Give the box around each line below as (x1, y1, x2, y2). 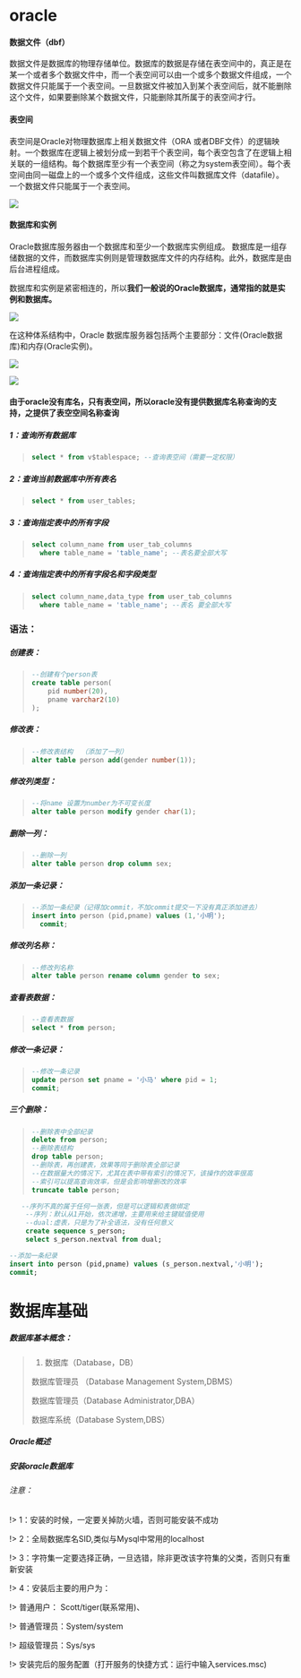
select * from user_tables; (30, 496, 136, 506)
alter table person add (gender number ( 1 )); (30, 755, 197, 764)
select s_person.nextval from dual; (25, 1235, 163, 1244)
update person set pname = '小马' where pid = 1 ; (30, 1075, 218, 1084)
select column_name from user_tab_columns (30, 540, 193, 549)
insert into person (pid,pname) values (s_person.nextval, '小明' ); (9, 1260, 264, 1269)
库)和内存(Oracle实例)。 (9, 340, 98, 351)
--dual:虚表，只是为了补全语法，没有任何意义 (25, 1218, 174, 1227)
